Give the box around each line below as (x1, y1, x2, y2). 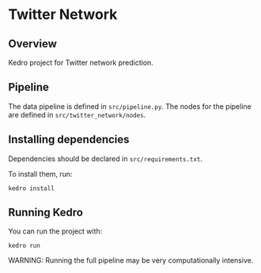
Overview (8, 37, 58, 50)
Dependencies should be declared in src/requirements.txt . (8, 154, 203, 163)
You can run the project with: (8, 226, 103, 236)
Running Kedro (8, 206, 83, 219)
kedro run (8, 242, 41, 250)
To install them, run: (8, 169, 73, 178)
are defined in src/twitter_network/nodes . (8, 110, 146, 119)
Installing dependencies (8, 133, 130, 147)
